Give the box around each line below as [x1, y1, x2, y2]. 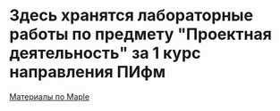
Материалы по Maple [9, 91, 90, 102]
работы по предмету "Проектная [9, 24, 273, 44]
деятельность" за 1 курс [9, 44, 201, 63]
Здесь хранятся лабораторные [9, 5, 253, 26]
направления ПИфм [9, 62, 166, 83]
